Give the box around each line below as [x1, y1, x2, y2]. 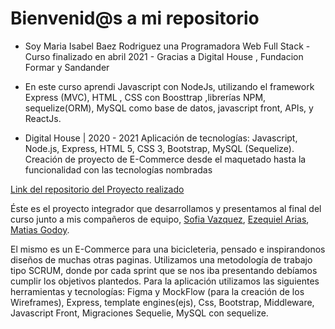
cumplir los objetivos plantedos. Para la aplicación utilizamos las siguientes [10, 275, 320, 287]
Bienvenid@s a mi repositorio [10, 7, 260, 30]
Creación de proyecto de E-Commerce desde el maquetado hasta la [24, 153, 307, 165]
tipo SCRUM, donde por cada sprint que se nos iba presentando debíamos [10, 264, 318, 276]
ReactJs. [24, 112, 62, 124]
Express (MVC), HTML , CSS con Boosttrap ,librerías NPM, [24, 91, 267, 103]
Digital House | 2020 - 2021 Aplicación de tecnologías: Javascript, [24, 132, 298, 144]
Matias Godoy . [10, 223, 70, 236]
